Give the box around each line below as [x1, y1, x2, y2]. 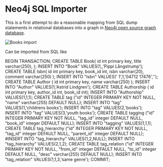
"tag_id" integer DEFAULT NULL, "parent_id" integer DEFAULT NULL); [5, 130, 145, 136]
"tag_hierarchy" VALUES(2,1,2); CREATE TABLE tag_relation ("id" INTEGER [5, 141, 154, 147]
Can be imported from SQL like [5, 49, 67, 55]
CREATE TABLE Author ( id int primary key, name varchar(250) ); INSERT [5, 79, 150, 85]
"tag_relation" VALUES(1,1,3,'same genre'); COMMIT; [5, 156, 110, 162]
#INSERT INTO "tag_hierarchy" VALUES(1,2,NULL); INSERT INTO [5, 135, 135, 142]
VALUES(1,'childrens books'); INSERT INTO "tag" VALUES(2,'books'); [5, 105, 143, 111]
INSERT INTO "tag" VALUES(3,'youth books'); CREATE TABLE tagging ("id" [5, 110, 155, 115]
